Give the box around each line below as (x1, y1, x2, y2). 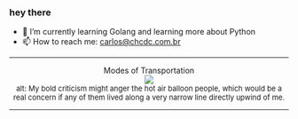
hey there (9, 6, 51, 19)
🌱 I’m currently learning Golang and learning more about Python (21, 27, 255, 37)
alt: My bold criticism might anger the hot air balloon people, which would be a (16, 83, 282, 94)
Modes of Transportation (103, 65, 195, 76)
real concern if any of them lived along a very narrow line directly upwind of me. (12, 92, 286, 103)
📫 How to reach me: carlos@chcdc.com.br (21, 36, 181, 47)
